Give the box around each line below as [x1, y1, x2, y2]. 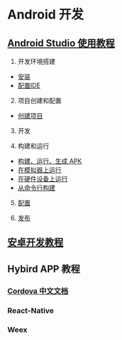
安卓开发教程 [7, 236, 64, 249]
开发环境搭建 [17, 58, 55, 65]
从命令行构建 [17, 184, 55, 192]
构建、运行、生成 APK [17, 157, 82, 165]
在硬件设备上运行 [17, 175, 68, 183]
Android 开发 [7, 6, 84, 23]
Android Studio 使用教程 [7, 37, 116, 49]
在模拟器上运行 [17, 166, 62, 174]
